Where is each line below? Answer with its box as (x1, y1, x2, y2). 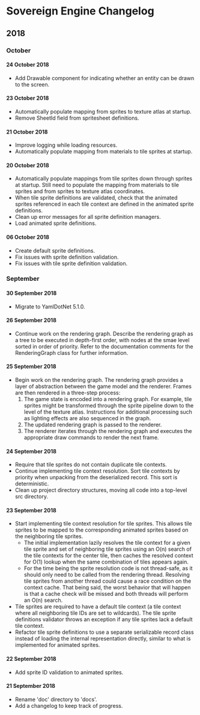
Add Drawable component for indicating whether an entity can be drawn (14, 74, 195, 82)
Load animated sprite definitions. (14, 219, 97, 227)
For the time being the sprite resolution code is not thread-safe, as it (23, 565, 193, 572)
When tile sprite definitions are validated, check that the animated (14, 194, 178, 201)
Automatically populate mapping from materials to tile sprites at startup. (14, 148, 193, 155)
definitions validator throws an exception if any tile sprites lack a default (14, 616, 193, 623)
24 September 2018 (6, 447, 57, 455)
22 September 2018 (6, 655, 56, 663)
